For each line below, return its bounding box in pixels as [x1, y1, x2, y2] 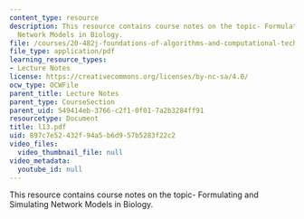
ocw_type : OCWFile [9, 81, 79, 90]
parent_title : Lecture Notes [9, 89, 119, 98]
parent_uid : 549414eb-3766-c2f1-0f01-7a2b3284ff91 [9, 106, 204, 115]
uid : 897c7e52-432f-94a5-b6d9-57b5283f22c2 [9, 131, 176, 140]
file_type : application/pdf [9, 47, 116, 56]
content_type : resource [9, 13, 100, 23]
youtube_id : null [17, 165, 83, 174]
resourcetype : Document [9, 114, 100, 123]
